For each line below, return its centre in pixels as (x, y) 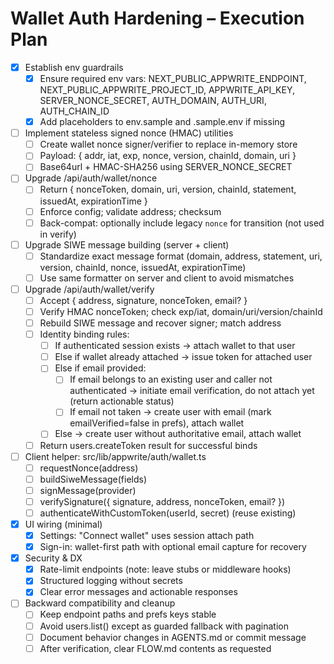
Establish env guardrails (74, 67)
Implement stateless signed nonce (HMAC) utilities (129, 133)
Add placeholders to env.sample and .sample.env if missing (162, 122)
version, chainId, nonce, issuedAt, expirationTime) (143, 267)
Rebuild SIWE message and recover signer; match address (160, 323)
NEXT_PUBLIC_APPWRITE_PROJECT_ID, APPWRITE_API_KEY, (167, 90)
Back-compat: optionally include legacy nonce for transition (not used (182, 223)
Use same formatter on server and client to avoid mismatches (167, 278)
